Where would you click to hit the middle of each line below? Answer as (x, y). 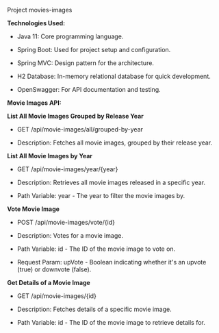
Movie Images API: (34, 103)
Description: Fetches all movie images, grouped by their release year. (115, 143)
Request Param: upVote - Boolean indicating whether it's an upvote (112, 262)
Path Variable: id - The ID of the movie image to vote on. (96, 249)
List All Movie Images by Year (50, 156)
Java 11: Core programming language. (70, 36)
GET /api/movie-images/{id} (57, 296)
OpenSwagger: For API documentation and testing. (89, 89)
